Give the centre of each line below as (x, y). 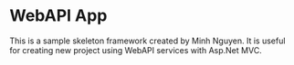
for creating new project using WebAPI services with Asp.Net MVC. (136, 50)
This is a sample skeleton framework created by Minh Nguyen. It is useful (147, 41)
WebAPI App (58, 16)
